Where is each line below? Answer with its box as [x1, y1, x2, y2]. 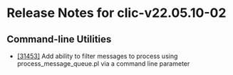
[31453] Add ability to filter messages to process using [16, 52, 178, 60]
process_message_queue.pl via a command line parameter [16, 59, 190, 68]
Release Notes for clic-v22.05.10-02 [6, 5, 227, 21]
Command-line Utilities [6, 33, 112, 45]
